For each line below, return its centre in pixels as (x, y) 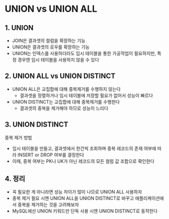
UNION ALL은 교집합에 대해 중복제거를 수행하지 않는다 (66, 89)
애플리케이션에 (149, 198)
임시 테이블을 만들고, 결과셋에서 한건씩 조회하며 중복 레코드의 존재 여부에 (84, 148)
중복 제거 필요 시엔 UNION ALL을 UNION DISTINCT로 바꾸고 (73, 198)
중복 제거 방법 (19, 137)
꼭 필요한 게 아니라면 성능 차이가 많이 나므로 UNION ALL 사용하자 (77, 192)
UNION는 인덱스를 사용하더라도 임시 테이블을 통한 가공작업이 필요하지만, (84, 53)
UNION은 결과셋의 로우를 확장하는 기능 (51, 47)
